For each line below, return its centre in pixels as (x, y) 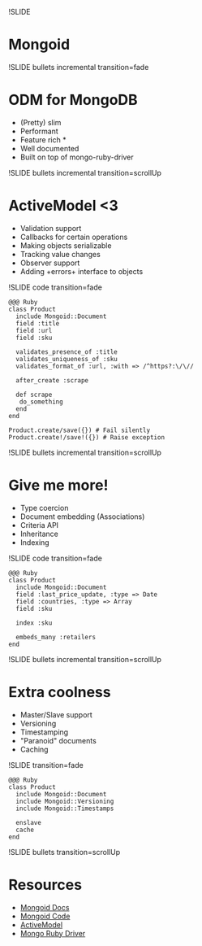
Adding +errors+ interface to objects (82, 271)
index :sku (34, 623)
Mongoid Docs (45, 907)
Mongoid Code (45, 916)
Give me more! (58, 485)
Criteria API (39, 525)
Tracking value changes (60, 254)
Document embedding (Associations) (82, 517)
